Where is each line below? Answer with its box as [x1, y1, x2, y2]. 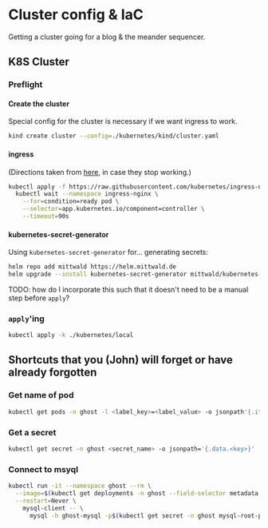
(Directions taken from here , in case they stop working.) [8, 167, 191, 177]
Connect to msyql [8, 463, 78, 474]
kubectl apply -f [8, 182, 66, 191]
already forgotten [8, 366, 97, 379]
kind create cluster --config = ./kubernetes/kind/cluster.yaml [8, 132, 219, 141]
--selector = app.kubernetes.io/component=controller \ [22, 205, 205, 213]
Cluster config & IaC [8, 6, 144, 24]
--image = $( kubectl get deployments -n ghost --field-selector [15, 489, 227, 497]
